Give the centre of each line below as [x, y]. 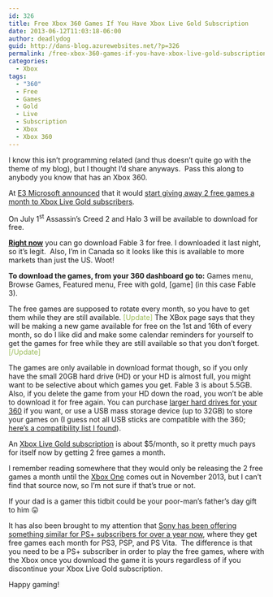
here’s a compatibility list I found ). [65, 428]
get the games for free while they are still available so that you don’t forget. [134, 344]
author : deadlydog [39, 39]
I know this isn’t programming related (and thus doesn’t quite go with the [130, 160]
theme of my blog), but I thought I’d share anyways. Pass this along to [126, 168]
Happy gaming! [34, 585]
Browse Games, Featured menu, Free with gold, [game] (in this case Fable [132, 284]
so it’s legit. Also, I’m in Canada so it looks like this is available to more [126, 252]
